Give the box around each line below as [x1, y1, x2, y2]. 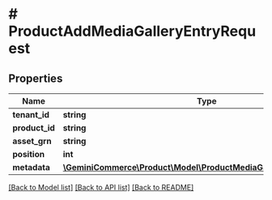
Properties [8, 71, 63, 85]
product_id [12, 122, 55, 134]
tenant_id [12, 109, 50, 120]
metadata [12, 162, 50, 172]
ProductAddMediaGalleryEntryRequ [8, 22, 257, 40]
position [12, 149, 45, 160]
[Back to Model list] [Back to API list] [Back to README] [8, 183, 194, 192]
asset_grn [12, 135, 52, 147]
